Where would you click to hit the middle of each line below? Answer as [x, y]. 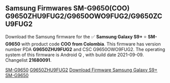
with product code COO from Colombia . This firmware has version [91, 44]
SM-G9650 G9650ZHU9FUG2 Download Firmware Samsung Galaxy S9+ [81, 70]
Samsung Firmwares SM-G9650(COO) [67, 8]
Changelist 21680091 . [28, 60]
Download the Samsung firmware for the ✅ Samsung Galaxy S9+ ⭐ [76, 36]
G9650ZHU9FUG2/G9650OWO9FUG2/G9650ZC [84, 16]
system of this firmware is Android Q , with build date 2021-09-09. [75, 55]
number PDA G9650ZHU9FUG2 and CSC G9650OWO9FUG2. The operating [85, 49]
